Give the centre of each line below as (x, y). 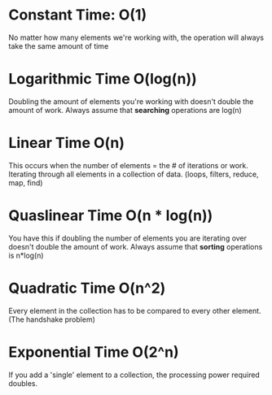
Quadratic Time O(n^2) (87, 288)
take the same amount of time (59, 46)
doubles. (23, 383)
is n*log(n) (26, 255)
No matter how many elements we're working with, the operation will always (136, 37)
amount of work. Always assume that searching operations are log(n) (125, 110)
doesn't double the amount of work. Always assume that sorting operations (136, 246)
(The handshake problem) (52, 319)
